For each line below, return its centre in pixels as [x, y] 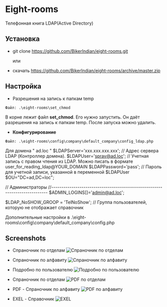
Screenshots [26, 238]
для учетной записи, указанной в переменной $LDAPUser [67, 172]
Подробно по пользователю [43, 270]
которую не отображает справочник [44, 208]
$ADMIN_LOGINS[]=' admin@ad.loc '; [87, 192]
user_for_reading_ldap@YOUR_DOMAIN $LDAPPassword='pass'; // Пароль [83, 166]
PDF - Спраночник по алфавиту [46, 289]
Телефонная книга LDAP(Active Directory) [49, 23]
